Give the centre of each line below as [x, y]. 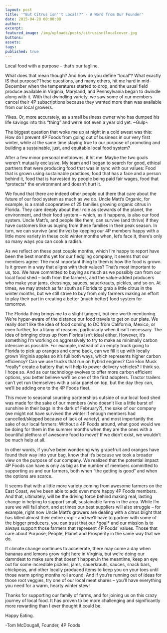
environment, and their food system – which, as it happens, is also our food [82, 214]
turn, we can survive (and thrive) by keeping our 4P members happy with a [82, 230]
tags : [11, 47]
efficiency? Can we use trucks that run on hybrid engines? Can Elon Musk [81, 361]
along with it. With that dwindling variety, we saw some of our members [79, 97]
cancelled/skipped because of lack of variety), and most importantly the [79, 419]
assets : [13, 42]
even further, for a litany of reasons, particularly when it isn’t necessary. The [83, 329]
